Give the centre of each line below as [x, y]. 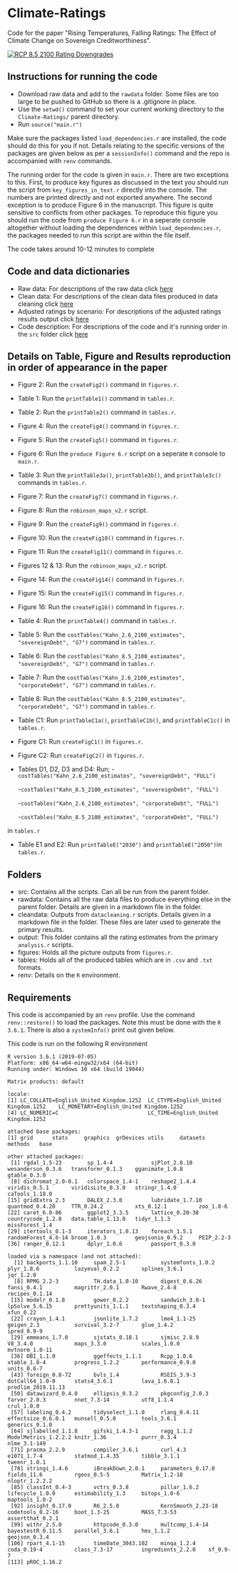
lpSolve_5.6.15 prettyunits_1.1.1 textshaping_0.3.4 [102, 1306]
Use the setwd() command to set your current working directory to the [121, 109]
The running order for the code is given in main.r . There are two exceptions [118, 174]
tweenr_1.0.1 [27, 1462]
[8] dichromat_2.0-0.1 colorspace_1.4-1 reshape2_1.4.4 [103, 1182]
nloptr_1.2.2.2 [30, 1481]
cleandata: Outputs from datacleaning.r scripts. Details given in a [114, 915]
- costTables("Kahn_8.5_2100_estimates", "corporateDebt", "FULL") [118, 817]
